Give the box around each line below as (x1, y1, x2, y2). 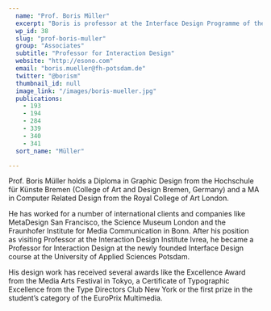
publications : (15, 95, 63, 103)
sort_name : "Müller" (15, 147, 85, 155)
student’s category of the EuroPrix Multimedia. (8, 293, 163, 303)
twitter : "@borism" (15, 72, 81, 80)
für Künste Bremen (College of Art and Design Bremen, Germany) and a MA (8, 185, 260, 195)
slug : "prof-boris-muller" (15, 34, 106, 43)
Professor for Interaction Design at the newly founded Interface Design (8, 243, 244, 253)
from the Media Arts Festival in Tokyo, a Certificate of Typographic (8, 276, 230, 286)
